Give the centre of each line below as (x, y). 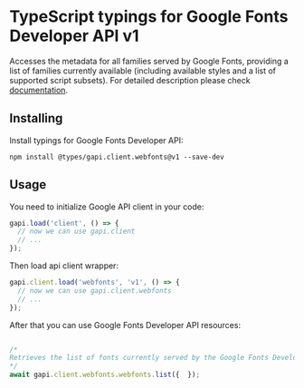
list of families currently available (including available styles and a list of (143, 71)
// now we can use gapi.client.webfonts (95, 291)
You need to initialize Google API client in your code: (107, 207)
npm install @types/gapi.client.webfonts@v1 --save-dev (117, 157)
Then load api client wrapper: (64, 266)
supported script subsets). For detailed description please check (130, 80)
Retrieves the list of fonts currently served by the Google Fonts (139, 358)
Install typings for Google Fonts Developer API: (96, 140)
